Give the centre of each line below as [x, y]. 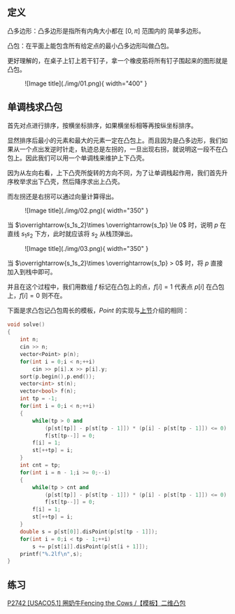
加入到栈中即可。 [32, 272]
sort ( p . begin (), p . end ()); [58, 376]
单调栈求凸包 [35, 107]
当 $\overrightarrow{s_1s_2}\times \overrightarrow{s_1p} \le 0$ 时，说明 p [113, 225]
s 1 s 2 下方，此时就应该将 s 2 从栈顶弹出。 [78, 234]
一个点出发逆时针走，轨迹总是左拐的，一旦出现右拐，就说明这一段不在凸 [123, 149]
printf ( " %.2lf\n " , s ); [51, 554]
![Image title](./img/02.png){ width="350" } [87, 210]
